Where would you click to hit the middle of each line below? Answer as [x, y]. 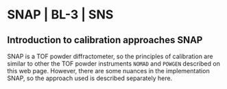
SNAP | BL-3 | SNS [60, 15]
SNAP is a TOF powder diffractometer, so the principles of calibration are [110, 56]
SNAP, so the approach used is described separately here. [90, 78]
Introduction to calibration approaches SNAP [105, 40]
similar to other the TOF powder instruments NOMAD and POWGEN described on [114, 64]
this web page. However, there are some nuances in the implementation [109, 71]
